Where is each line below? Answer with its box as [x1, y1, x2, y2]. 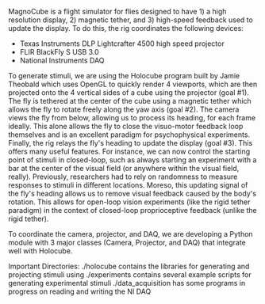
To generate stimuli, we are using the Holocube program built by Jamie [8, 71, 240, 80]
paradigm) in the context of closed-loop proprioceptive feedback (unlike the [8, 206, 258, 215]
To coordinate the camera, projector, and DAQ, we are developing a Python [8, 230, 253, 238]
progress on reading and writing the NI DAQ [8, 287, 152, 296]
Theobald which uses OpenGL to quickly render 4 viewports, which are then [8, 79, 258, 89]
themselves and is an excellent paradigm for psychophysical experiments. [8, 130, 251, 139]
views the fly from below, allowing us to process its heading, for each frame [8, 113, 256, 122]
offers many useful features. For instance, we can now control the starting [8, 146, 251, 156]
